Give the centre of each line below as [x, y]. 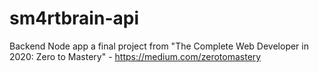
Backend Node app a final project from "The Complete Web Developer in [159, 46]
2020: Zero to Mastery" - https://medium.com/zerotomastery [135, 56]
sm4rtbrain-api [74, 18]
